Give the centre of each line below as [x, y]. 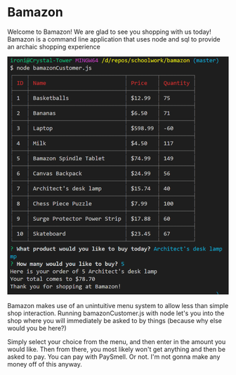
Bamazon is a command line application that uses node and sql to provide [114, 39]
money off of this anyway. [45, 364]
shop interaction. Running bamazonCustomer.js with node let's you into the [116, 313]
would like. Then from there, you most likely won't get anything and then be [117, 350]
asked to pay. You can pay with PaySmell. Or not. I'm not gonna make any [114, 357]
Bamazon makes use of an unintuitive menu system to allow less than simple [118, 306]
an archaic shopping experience [54, 46]
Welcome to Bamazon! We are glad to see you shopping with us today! [110, 32]
